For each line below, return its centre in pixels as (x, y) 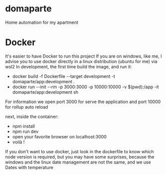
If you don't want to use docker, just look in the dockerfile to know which (80, 151)
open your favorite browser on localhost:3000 (59, 136)
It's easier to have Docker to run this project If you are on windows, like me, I (83, 56)
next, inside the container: (32, 117)
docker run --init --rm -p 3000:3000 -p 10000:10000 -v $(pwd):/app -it (85, 87)
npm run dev (25, 131)
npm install (24, 126)
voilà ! (18, 142)
